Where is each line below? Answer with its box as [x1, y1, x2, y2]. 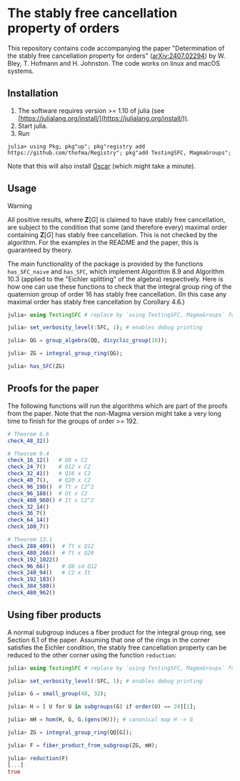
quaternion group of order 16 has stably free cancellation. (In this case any [7, 289, 227, 298]
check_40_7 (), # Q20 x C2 [7, 477, 91, 484]
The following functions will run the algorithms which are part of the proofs [7, 402, 228, 410]
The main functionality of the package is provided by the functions [7, 259, 204, 268]
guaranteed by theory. [7, 245, 73, 254]
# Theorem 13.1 [7, 536, 53, 543]
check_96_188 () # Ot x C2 [7, 489, 88, 497]
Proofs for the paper [7, 382, 99, 394]
